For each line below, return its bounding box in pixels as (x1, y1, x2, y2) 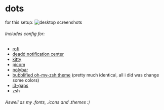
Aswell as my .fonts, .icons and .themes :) (5, 99, 90, 105)
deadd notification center (12, 51, 64, 57)
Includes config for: (5, 31, 45, 37)
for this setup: (5, 19, 34, 25)
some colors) (12, 77, 40, 83)
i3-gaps (12, 82, 29, 89)
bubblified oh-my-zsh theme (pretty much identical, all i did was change (12, 72, 160, 78)
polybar (12, 67, 28, 73)
